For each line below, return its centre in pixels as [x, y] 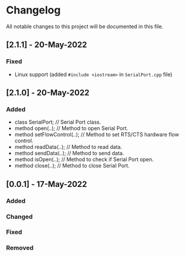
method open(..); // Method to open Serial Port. [71, 128]
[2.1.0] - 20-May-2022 [48, 93]
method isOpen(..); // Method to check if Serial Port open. [84, 159]
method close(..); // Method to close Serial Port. [72, 166]
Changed [20, 216]
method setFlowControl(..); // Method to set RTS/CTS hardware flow [97, 135]
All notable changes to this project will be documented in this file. [85, 26]
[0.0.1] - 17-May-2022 [47, 184]
